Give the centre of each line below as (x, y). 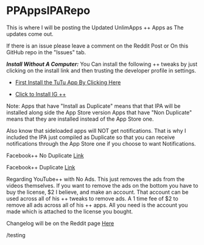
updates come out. (30, 34)
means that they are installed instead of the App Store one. (80, 119)
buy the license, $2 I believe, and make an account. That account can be (97, 192)
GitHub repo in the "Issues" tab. (46, 52)
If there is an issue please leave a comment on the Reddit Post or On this (97, 46)
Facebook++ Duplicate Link (41, 167)
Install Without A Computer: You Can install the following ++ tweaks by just (102, 64)
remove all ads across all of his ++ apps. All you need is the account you (97, 205)
